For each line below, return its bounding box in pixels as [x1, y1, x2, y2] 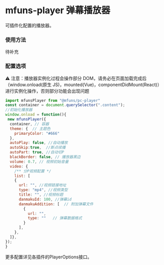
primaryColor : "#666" [14, 131, 60, 136]
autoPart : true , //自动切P [10, 150, 65, 155]
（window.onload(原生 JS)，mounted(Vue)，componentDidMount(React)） [5, 82, 162, 88]
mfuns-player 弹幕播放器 [5, 5, 111, 16]
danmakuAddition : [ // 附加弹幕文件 [18, 201, 93, 207]
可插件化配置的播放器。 [5, 22, 54, 28]
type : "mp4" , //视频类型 [18, 187, 68, 193]
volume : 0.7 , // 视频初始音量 [10, 159, 69, 164]
